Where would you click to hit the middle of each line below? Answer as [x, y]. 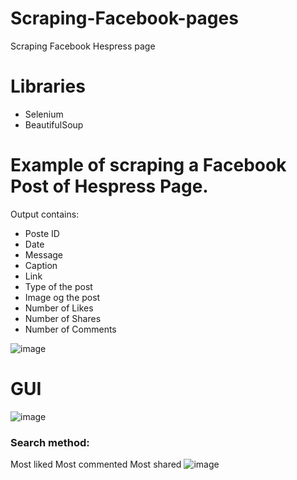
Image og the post [62, 297]
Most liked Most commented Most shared [96, 464]
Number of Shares [63, 318]
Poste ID [42, 233]
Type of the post [58, 286]
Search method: [50, 442]
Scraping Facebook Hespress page [83, 46]
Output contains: [45, 214]
